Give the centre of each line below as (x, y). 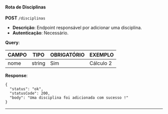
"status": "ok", (26, 89)
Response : (16, 76)
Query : (12, 43)
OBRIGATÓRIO (67, 55)
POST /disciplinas (25, 18)
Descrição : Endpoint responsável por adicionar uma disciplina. (77, 28)
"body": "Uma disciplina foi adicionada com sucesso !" (69, 98)
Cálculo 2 (101, 63)
